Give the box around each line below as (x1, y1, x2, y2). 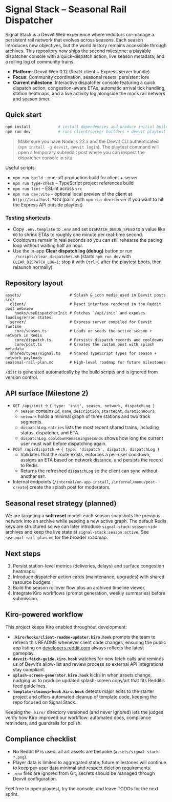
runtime (5, 324, 22, 329)
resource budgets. (12, 579, 52, 585)
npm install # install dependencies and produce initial (5, 124, 155, 129)
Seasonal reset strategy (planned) (5, 499, 117, 508)
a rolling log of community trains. (5, 58, 75, 65)
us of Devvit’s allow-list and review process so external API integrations (12, 661, 164, 667)
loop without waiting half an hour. (12, 242, 83, 248)
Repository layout (5, 279, 63, 288)
